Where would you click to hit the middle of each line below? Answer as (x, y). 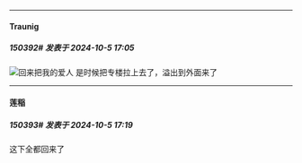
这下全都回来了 (37, 150)
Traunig (24, 26)
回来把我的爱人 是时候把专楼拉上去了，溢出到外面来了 (118, 72)
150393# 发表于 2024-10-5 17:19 (71, 124)
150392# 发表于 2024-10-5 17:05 (72, 48)
